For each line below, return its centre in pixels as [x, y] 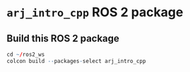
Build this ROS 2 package [63, 38]
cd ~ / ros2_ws [26, 54]
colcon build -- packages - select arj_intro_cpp [76, 61]
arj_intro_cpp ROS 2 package [95, 12]
